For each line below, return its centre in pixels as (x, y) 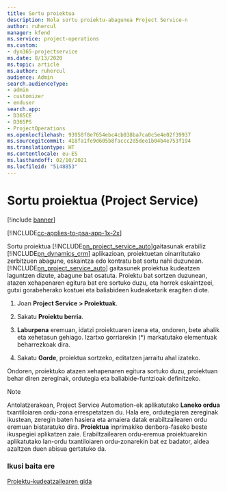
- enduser (21, 103)
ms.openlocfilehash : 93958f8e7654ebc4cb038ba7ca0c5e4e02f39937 (99, 134)
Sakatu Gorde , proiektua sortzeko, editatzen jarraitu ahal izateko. (108, 358)
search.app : (24, 109)
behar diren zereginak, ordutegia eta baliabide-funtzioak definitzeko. (104, 378)
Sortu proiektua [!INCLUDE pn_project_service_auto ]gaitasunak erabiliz (107, 246)
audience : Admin (30, 77)
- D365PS (19, 122)
